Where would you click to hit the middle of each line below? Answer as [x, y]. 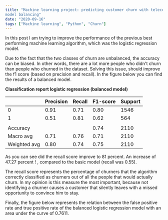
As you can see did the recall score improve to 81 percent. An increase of [81, 157]
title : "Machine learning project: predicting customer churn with [77, 10]
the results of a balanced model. [38, 79]
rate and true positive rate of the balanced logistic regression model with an [83, 208]
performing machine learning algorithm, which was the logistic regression [81, 43]
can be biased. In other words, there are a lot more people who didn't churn [83, 63]
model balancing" [23, 14]
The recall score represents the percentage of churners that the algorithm [81, 172]
